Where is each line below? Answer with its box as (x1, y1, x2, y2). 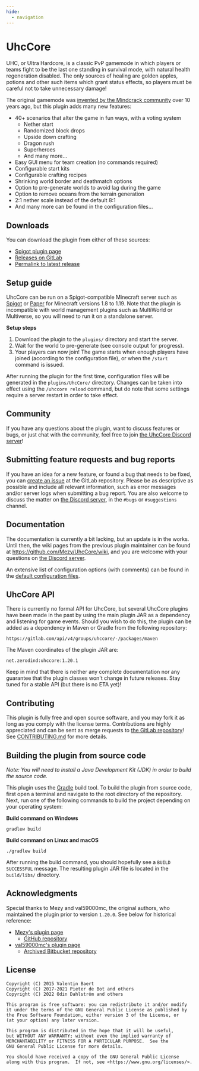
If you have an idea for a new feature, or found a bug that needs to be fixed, (6, 471, 192, 478)
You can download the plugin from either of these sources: (6, 236, 150, 243)
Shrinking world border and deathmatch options (14, 178, 132, 185)
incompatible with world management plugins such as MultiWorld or (6, 307, 173, 314)
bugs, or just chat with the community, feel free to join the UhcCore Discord (6, 431, 191, 438)
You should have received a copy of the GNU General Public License (6, 1054, 179, 1060)
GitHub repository (23, 934, 68, 942)
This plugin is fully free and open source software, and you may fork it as (6, 714, 185, 722)
